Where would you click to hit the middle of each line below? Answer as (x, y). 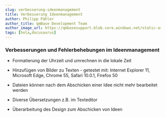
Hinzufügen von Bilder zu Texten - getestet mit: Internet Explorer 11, (81, 70)
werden (20, 90)
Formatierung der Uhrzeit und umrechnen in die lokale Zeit (72, 61)
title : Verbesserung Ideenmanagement (44, 14)
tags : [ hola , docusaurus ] (31, 33)
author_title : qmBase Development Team (46, 23)
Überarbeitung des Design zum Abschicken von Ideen (67, 110)
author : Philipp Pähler (30, 19)
